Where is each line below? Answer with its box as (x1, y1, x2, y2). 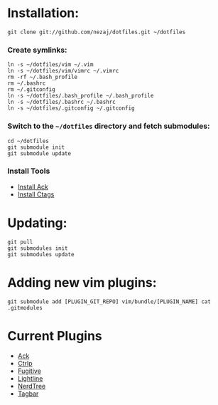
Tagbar (17, 389, 39, 398)
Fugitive (17, 367, 41, 375)
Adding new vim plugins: (7, 274, 158, 290)
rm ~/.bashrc (7, 80, 46, 87)
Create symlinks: (7, 45, 67, 55)
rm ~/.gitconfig (7, 86, 55, 93)
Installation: (7, 5, 80, 21)
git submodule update (7, 149, 72, 157)
